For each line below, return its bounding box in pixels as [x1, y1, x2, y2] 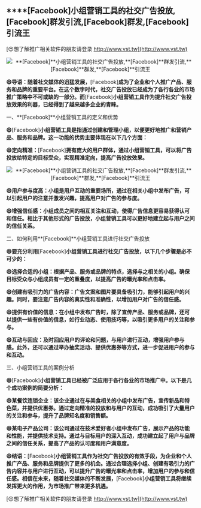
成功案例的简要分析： [11, 384, 64, 391]
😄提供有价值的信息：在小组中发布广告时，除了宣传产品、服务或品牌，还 [6, 308, 185, 315]
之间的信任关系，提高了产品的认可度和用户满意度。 [6, 440, 132, 447]
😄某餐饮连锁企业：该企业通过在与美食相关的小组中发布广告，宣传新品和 [6, 396, 185, 404]
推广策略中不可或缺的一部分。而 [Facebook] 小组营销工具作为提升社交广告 [6, 93, 187, 100]
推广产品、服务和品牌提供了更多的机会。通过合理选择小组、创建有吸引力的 [6, 459, 190, 467]
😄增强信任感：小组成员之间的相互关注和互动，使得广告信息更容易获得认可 [6, 207, 190, 214]
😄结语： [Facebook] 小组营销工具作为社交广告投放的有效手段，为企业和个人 [6, 452, 192, 459]
